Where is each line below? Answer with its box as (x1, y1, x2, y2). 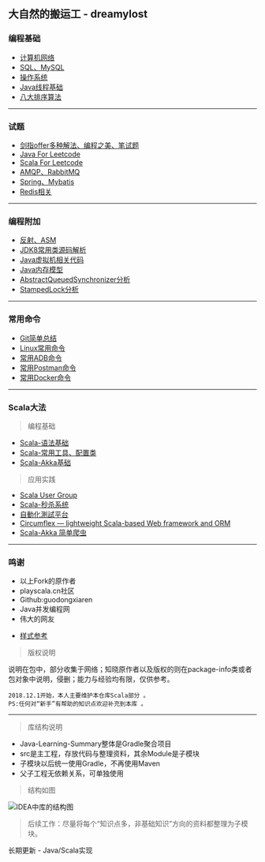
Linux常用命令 (19, 343, 65, 353)
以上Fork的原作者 (19, 576, 77, 586)
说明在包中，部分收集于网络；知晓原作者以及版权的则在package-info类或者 (8, 665, 252, 674)
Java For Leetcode (19, 149, 81, 159)
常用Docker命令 (19, 373, 72, 382)
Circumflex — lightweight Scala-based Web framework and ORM (19, 518, 231, 527)
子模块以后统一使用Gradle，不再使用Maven (19, 759, 160, 768)
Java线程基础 (19, 82, 64, 92)
